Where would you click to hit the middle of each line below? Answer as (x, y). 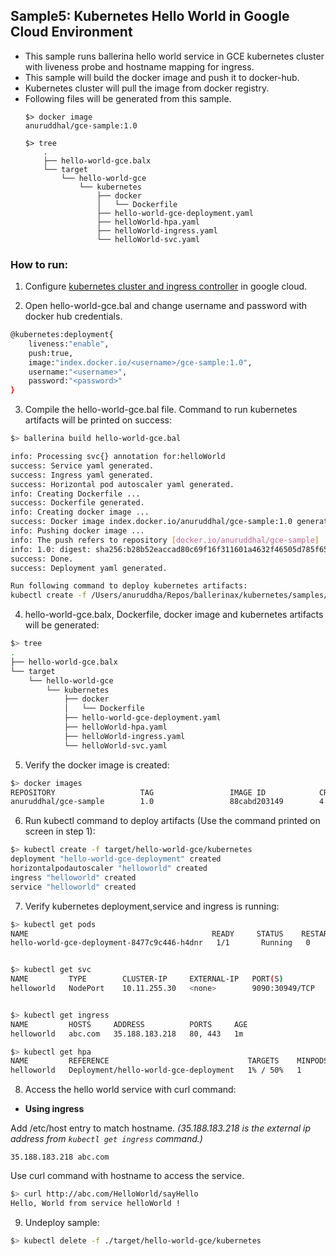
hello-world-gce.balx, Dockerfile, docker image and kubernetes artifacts (174, 615)
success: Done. (42, 559)
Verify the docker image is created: (97, 765)
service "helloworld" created (73, 887)
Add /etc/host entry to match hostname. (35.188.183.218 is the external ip (160, 1128)
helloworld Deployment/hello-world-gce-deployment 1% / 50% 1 (156, 1070)
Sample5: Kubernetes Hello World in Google (150, 16)
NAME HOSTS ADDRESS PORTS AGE (129, 1024)
